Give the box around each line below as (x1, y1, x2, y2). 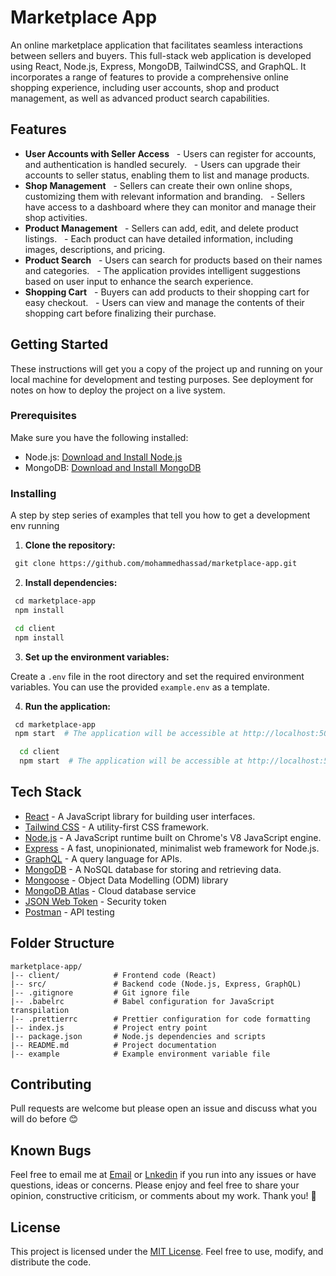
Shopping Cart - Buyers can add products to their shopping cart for (24, 286, 310, 298)
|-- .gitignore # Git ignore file (10, 987, 190, 998)
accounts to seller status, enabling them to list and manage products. (24, 169, 310, 181)
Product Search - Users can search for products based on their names (24, 254, 323, 266)
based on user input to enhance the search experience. (24, 275, 254, 287)
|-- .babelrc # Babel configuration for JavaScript (10, 996, 275, 1006)
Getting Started (10, 336, 109, 353)
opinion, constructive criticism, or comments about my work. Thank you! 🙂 (10, 1190, 317, 1202)
